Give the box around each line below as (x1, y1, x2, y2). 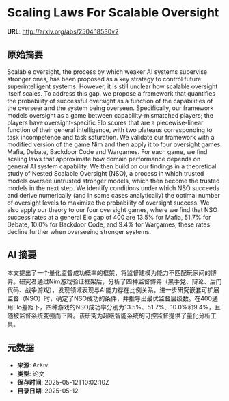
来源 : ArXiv (16, 361, 49, 370)
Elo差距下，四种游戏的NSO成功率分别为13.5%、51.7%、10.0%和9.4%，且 (12, 302, 221, 311)
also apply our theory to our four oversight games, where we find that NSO (7, 205, 217, 214)
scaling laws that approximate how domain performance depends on (7, 155, 201, 163)
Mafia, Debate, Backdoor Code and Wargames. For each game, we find (7, 147, 208, 155)
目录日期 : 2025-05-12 (16, 387, 79, 395)
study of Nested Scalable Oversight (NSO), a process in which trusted (7, 169, 204, 177)
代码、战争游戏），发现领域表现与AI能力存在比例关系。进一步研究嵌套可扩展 (7, 285, 220, 294)
